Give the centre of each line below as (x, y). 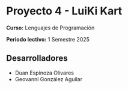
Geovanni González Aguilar (49, 79)
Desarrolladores (37, 58)
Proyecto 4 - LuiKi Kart (64, 11)
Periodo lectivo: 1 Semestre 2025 (48, 39)
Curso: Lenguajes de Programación (50, 28)
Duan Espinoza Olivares (44, 73)
